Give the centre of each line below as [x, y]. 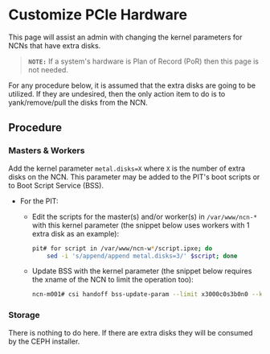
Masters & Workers [47, 150]
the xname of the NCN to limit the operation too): [113, 280]
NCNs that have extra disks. [55, 45]
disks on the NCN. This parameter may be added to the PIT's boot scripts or [134, 177]
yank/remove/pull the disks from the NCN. [78, 102]
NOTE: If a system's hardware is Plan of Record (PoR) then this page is [143, 61]
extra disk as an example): [75, 233]
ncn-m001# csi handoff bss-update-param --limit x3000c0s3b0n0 [140, 294]
